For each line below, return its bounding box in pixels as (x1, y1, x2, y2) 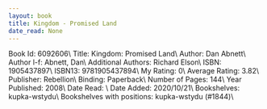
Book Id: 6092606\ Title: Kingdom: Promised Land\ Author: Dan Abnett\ (8, 49, 246, 59)
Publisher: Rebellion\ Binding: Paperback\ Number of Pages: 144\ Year (8, 74, 242, 85)
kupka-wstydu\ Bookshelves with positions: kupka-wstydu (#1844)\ (8, 92, 234, 102)
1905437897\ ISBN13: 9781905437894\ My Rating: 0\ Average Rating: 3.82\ (8, 66, 260, 76)
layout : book (8, 11, 52, 20)
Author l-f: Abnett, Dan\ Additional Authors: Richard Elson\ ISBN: (8, 57, 222, 67)
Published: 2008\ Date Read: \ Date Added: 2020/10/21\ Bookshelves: (8, 83, 240, 93)
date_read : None (8, 27, 63, 35)
